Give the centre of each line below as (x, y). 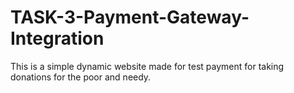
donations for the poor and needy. (81, 77)
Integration (57, 38)
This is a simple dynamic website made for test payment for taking (147, 66)
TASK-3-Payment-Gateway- (130, 17)
